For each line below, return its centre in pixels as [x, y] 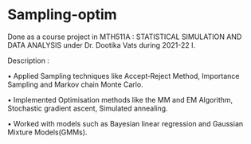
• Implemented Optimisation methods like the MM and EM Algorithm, [120, 99]
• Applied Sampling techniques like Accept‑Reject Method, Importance [124, 76]
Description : [28, 60]
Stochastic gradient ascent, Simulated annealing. [88, 108]
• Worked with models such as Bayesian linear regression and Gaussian [125, 123]
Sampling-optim [62, 15]
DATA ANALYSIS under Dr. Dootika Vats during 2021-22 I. [102, 45]
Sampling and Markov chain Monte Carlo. [76, 84]
